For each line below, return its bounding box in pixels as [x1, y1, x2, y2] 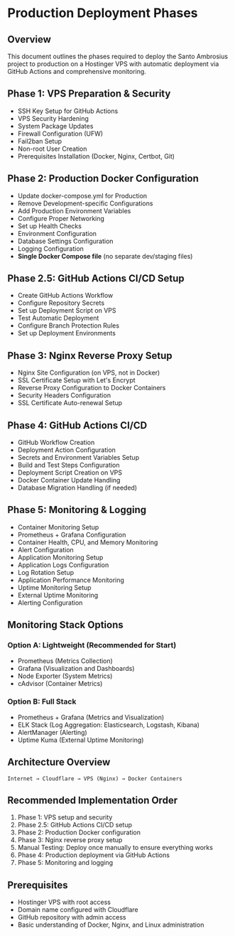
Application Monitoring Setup [17, 553, 104, 561]
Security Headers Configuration [17, 391, 111, 399]
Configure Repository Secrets [17, 298, 105, 307]
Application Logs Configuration [17, 560, 109, 569]
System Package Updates [17, 122, 94, 130]
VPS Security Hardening [17, 114, 89, 122]
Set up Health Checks [17, 222, 82, 230]
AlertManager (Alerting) [17, 728, 87, 736]
